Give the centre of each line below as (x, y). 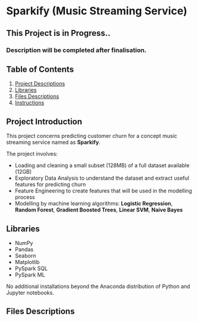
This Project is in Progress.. (58, 33)
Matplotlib (27, 262)
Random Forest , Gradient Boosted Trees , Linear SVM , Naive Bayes (99, 210)
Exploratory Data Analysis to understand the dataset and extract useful (102, 178)
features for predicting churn (50, 185)
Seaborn (25, 256)
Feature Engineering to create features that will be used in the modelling (103, 191)
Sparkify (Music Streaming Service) (97, 11)
